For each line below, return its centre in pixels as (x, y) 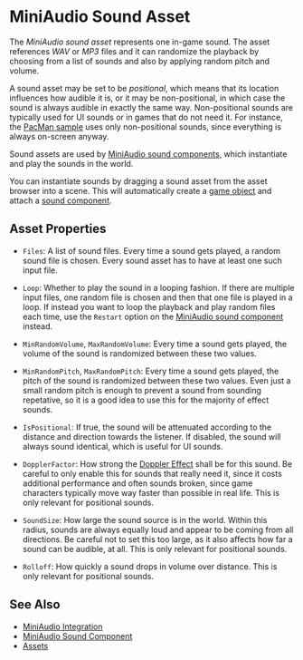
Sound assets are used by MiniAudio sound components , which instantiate (148, 154)
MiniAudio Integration (62, 626)
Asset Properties (58, 229)
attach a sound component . (61, 200)
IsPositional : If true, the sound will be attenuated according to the (147, 427)
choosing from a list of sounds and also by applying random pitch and (139, 61)
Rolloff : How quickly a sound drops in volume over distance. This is (150, 566)
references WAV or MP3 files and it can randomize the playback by (134, 51)
